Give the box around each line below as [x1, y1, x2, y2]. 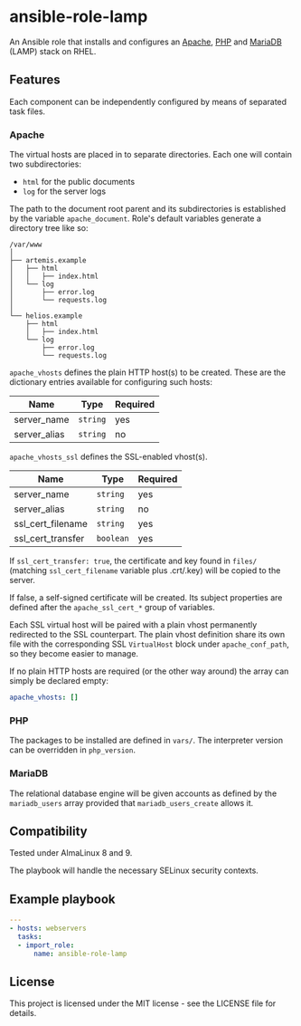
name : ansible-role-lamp [33, 949, 127, 958]
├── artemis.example [9, 256, 88, 265]
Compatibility [9, 823, 88, 839]
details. [9, 1008, 37, 1019]
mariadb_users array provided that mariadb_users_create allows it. [9, 797, 254, 808]
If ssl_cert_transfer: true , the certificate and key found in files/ [9, 555, 258, 567]
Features [9, 72, 61, 88]
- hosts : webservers [9, 924, 88, 934]
